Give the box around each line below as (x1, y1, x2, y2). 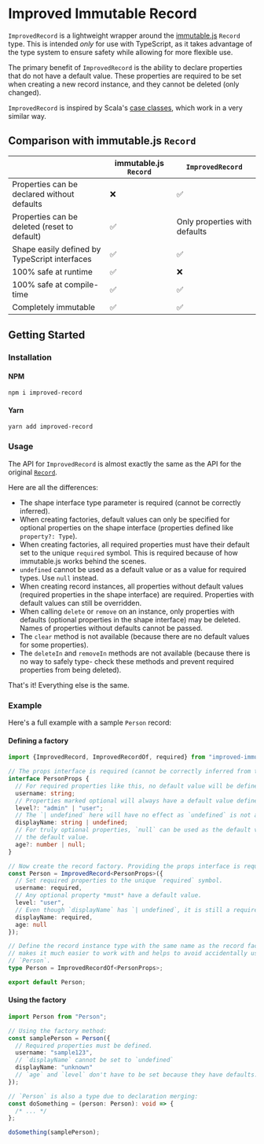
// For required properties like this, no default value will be (15, 782, 234, 790)
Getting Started (8, 328, 86, 342)
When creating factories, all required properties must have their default (19, 540, 250, 549)
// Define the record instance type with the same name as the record (8, 942, 244, 950)
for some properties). (19, 640, 89, 649)
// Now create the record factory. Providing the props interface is (8, 862, 241, 870)
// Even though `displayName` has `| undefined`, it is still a (15, 906, 230, 913)
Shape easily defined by (12, 243, 101, 254)
